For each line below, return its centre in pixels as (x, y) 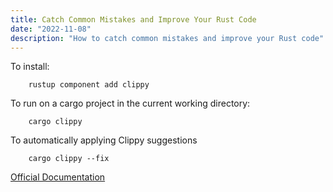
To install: (30, 67)
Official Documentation (58, 177)
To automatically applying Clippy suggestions (104, 140)
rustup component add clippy (89, 85)
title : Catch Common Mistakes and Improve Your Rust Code (133, 19)
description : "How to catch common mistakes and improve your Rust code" (167, 38)
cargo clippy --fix (69, 159)
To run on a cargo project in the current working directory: (130, 103)
